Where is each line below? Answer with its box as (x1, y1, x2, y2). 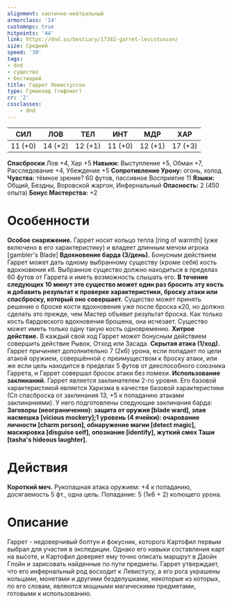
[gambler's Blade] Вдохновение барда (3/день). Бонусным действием (7, 250, 217, 259)
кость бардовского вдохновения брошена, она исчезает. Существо (7, 317, 208, 325)
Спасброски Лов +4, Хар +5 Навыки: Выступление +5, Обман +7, (7, 159, 204, 167)
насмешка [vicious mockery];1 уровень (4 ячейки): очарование (7, 413, 200, 421)
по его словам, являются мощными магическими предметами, (7, 581, 196, 590)
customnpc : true (7, 23, 54, 30)
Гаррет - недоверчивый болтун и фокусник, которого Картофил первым (7, 537, 222, 546)
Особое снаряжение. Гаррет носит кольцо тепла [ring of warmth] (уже (7, 236, 218, 244)
